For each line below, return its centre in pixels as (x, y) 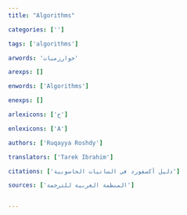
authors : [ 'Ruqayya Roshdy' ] (56, 143)
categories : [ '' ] (36, 29)
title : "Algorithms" (42, 15)
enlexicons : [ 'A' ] (38, 129)
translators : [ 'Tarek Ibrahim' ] (61, 157)
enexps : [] (26, 100)
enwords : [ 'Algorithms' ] (49, 86)
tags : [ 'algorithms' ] (43, 44)
